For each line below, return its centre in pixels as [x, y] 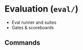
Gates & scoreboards [33, 27]
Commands [23, 43]
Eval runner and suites [34, 22]
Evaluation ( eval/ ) [41, 9]
